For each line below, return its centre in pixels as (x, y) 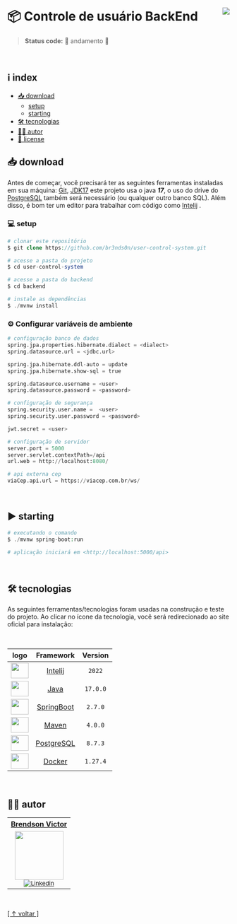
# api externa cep (34, 474)
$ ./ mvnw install (33, 305)
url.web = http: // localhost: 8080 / (58, 462)
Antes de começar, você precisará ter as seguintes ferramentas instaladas (115, 182)
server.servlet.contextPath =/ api (56, 455)
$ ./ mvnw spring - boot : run (45, 539)
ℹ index (22, 78)
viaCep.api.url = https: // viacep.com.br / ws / (74, 481)
